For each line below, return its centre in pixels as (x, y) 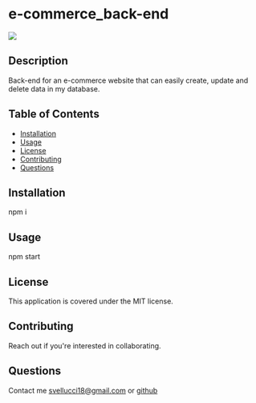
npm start (24, 257)
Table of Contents (54, 114)
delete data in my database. (54, 88)
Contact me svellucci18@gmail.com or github (83, 390)
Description (38, 61)
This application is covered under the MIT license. (91, 301)
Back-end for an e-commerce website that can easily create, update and (128, 80)
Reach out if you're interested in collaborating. (85, 345)
